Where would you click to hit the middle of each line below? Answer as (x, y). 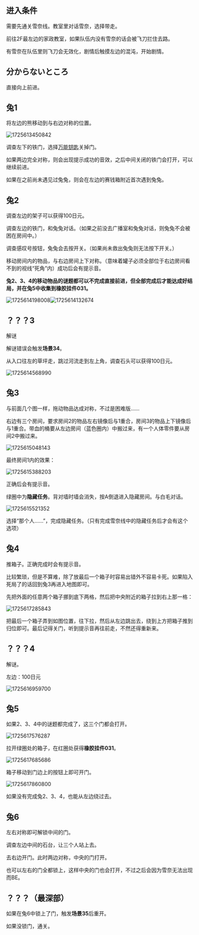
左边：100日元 (24, 677)
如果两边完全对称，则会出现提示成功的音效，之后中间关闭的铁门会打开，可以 (99, 160)
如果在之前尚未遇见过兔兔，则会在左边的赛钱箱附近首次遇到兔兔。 (86, 180)
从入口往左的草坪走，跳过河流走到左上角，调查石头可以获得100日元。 (91, 361)
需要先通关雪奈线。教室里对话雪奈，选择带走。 (63, 26)
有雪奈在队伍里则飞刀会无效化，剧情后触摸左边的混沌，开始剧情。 (86, 51)
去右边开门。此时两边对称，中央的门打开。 (58, 858)
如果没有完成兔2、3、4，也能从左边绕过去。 (60, 796)
